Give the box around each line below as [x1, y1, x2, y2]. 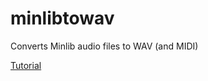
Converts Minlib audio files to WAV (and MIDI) [10, 40, 199, 52]
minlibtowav [10, 7, 115, 30]
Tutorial [10, 59, 42, 71]
